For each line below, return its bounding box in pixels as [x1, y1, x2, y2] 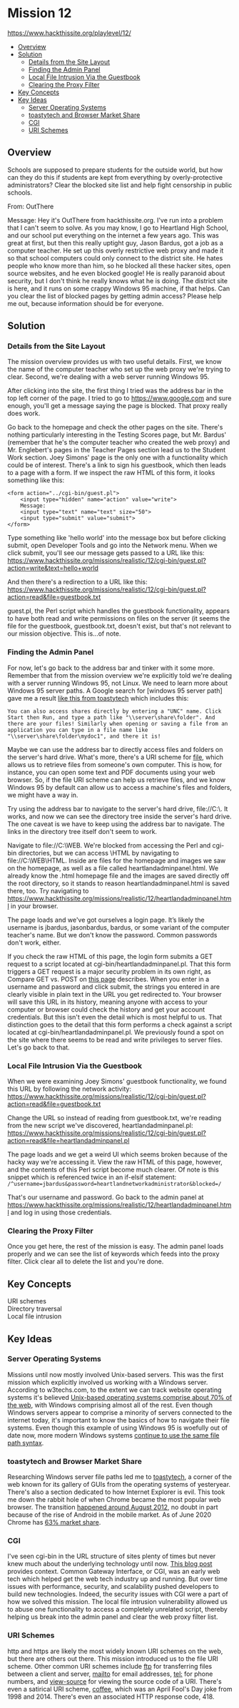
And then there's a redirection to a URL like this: [7, 578, 148, 586]
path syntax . [7, 1438, 44, 1447]
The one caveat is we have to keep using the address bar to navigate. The [7, 819, 225, 828]
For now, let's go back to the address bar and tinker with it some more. [7, 664, 215, 672]
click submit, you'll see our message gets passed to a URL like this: [7, 549, 205, 557]
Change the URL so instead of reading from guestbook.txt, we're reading [7, 1114, 222, 1122]
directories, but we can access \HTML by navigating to [18, 848, 180, 857]
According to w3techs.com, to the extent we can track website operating [7, 1386, 222, 1394]
